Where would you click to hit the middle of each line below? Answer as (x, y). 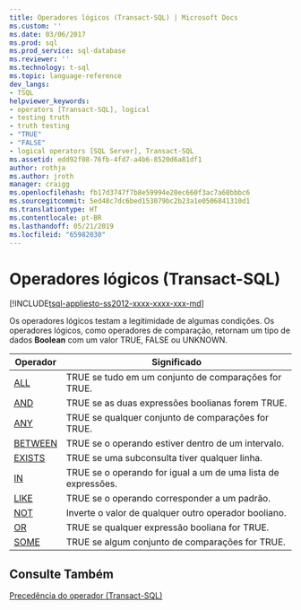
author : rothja (38, 168)
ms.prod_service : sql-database (68, 51)
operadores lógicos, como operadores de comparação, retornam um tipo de (150, 331)
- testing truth (39, 118)
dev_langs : (30, 84)
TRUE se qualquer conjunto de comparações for (167, 418)
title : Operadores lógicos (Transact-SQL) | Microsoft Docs (124, 17)
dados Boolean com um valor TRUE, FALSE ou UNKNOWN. (119, 340)
